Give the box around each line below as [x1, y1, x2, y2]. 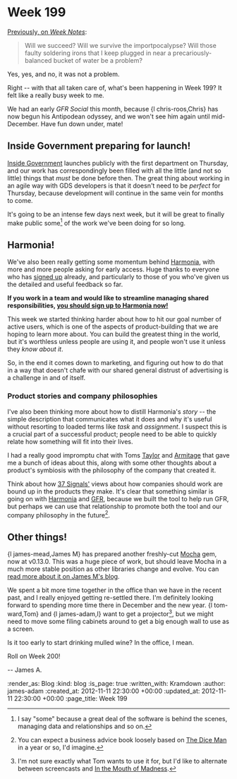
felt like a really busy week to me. [7, 91, 104, 99]
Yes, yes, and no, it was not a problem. [7, 70, 120, 78]
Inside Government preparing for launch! [7, 140, 191, 152]
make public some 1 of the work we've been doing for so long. [7, 217, 186, 227]
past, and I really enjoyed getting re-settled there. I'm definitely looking [7, 593, 214, 601]
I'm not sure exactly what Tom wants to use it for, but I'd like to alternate [17, 756, 228, 765]
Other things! [7, 531, 67, 543]
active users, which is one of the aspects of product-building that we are [7, 322, 219, 331]
